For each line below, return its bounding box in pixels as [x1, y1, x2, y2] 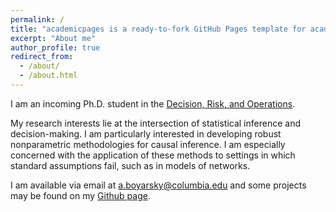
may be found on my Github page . [10, 189, 151, 201]
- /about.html [19, 71, 78, 81]
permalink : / [10, 14, 65, 25]
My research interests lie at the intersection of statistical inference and [10, 117, 301, 129]
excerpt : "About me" [10, 33, 97, 43]
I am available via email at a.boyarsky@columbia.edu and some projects [10, 179, 307, 191]
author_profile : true [10, 42, 101, 53]
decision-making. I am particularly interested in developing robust [10, 127, 282, 140]
